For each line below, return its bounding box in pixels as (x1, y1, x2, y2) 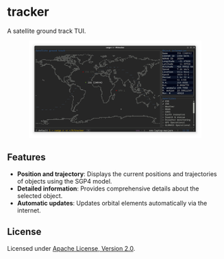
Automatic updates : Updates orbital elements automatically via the (16, 199, 208, 207)
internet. (16, 206, 41, 214)
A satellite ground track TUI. (7, 27, 86, 35)
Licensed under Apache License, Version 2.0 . (7, 244, 136, 252)
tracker (7, 4, 49, 20)
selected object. (16, 191, 63, 199)
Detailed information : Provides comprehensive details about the (16, 184, 199, 193)
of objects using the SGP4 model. (16, 177, 112, 185)
